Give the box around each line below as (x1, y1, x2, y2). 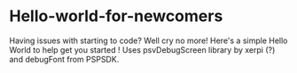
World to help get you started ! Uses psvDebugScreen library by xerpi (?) (9, 44, 276, 55)
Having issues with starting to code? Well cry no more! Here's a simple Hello (9, 35, 288, 46)
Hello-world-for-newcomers (9, 6, 223, 26)
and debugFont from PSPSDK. (9, 54, 120, 64)
